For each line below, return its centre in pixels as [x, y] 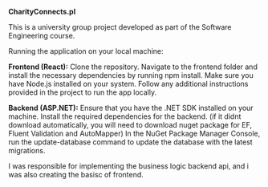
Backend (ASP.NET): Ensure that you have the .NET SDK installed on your [131, 108]
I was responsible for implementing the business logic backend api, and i [128, 166]
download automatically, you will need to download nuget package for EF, [130, 125]
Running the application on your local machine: [86, 51]
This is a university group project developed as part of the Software [120, 27]
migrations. [27, 150]
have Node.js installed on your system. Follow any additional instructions [128, 84]
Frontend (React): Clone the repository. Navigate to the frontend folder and [133, 67]
